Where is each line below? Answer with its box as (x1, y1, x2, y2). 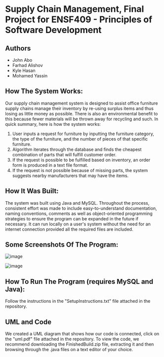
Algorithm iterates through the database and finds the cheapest (12, 146, 142, 152)
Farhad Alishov (12, 63, 43, 68)
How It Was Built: (5, 187, 59, 195)
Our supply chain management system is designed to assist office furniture (5, 100, 158, 106)
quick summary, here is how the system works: (5, 121, 101, 127)
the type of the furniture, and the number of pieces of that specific (12, 136, 148, 142)
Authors (5, 44, 31, 52)
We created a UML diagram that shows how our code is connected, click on (5, 331, 160, 337)
